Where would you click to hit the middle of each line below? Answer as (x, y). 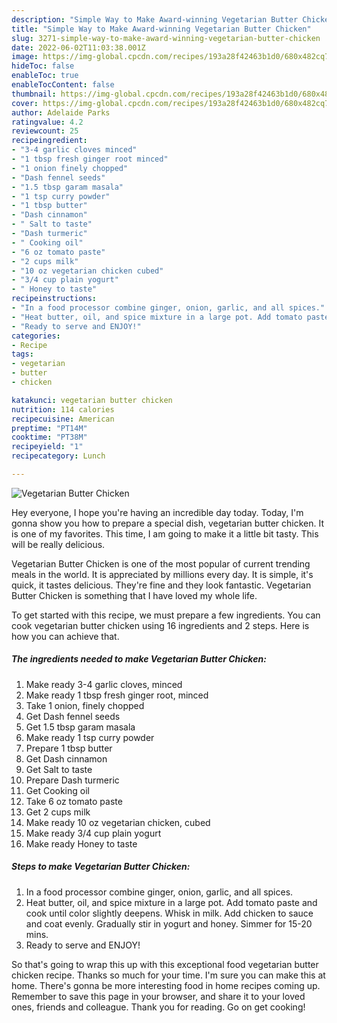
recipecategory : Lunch (58, 456)
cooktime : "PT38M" (49, 437)
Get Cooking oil (57, 790)
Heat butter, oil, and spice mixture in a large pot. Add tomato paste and (171, 902)
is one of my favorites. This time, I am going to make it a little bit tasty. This (165, 533)
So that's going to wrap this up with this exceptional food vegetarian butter (165, 964)
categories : (36, 336)
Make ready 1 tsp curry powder (90, 737)
